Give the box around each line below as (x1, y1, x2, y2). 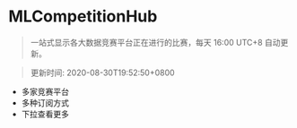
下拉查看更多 (21, 108, 69, 119)
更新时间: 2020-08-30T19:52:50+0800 (30, 67, 176, 78)
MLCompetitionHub (8, 6, 158, 27)
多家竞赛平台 (21, 86, 69, 97)
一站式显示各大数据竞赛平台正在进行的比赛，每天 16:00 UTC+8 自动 (30, 37, 281, 47)
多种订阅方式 (21, 97, 69, 108)
